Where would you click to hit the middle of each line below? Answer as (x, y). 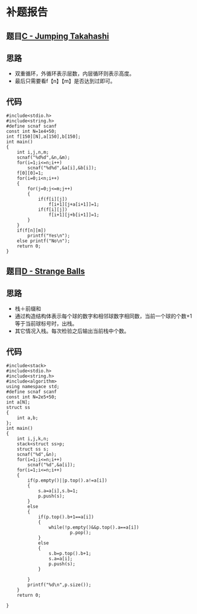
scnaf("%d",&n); (37, 455)
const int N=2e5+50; (32, 397)
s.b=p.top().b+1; (70, 554)
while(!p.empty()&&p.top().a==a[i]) (94, 528)
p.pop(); (81, 533)
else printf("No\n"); (43, 241)
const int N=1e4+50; (32, 132)
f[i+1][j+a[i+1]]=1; (74, 204)
